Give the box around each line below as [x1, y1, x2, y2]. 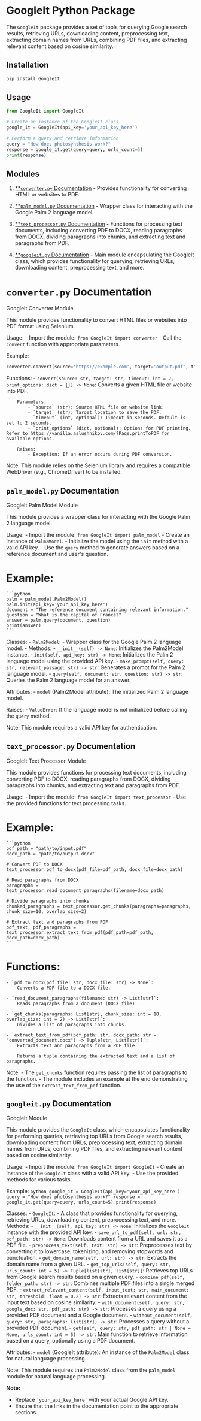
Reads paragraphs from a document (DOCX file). [17, 1000, 138, 1006]
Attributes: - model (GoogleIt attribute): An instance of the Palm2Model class [6, 1349, 190, 1356]
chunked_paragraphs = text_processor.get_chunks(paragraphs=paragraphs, [6, 903, 191, 909]
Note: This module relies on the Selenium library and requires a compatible [6, 462, 190, 469]
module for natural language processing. [6, 1373, 106, 1380]
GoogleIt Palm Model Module [6, 501, 78, 509]
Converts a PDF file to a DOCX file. [17, 985, 111, 991]
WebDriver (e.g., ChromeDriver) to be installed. [6, 468, 123, 476]
